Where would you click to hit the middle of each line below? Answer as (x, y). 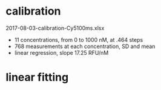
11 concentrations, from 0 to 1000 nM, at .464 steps (79, 40)
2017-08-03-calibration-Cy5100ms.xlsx (55, 28)
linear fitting (37, 78)
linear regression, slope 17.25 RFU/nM (61, 52)
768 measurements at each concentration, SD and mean (85, 46)
